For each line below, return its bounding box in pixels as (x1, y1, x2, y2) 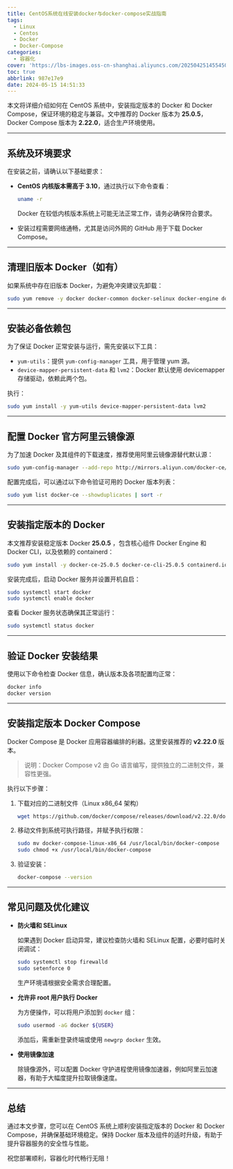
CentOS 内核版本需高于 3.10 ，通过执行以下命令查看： (17, 182, 171, 190)
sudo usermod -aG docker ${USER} (17, 1022, 114, 1029)
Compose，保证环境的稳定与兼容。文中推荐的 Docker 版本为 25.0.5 (7, 110, 201, 118)
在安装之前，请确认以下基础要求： (7, 167, 105, 176)
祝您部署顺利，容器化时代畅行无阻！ (7, 1154, 111, 1163)
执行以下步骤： (7, 784, 50, 792)
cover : (7, 62, 26, 69)
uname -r (17, 196, 43, 203)
